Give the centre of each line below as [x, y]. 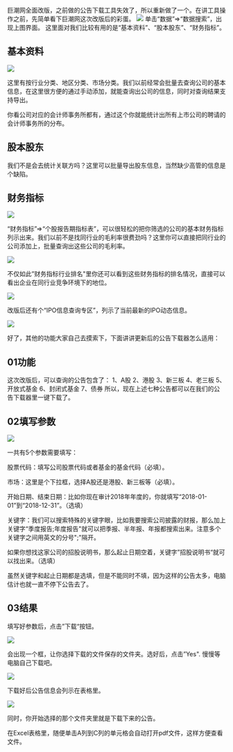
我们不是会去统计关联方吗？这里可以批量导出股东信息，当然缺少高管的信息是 [116, 165]
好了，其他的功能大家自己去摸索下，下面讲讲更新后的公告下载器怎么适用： [113, 338]
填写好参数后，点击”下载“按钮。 [53, 626]
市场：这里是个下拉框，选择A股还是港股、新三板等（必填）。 [93, 482]
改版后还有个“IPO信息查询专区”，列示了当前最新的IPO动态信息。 [99, 310]
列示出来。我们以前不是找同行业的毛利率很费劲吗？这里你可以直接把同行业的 [116, 237]
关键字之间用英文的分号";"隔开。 [54, 538]
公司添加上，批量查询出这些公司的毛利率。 [68, 246]
